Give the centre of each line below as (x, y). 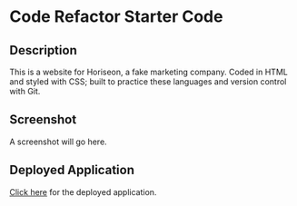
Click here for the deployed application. (83, 191)
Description (43, 50)
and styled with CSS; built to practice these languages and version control (148, 82)
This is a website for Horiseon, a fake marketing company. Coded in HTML (148, 72)
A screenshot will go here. (58, 142)
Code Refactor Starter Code (116, 17)
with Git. (25, 91)
